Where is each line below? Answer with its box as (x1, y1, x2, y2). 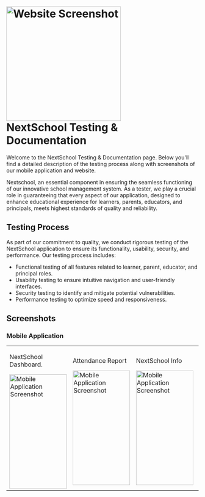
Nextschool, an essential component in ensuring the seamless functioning (6, 178, 192, 186)
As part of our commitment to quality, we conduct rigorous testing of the (6, 238, 189, 245)
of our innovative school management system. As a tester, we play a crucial (6, 185, 196, 192)
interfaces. (15, 283, 43, 290)
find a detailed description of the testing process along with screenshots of (6, 160, 195, 167)
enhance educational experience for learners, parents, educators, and (6, 198, 182, 205)
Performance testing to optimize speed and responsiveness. (15, 296, 167, 303)
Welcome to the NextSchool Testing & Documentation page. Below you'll (6, 153, 189, 161)
